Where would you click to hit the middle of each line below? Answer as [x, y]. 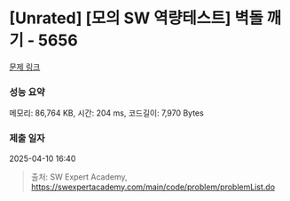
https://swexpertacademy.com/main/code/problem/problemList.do [153, 187]
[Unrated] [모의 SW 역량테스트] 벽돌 [136, 18]
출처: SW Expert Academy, [79, 177]
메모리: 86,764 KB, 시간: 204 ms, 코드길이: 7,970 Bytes [106, 113]
